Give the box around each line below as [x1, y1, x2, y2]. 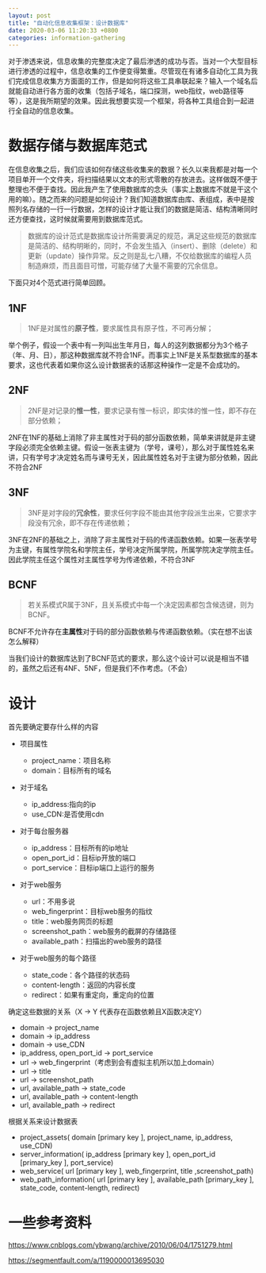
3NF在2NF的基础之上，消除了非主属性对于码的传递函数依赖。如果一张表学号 [8, 534, 257, 544]
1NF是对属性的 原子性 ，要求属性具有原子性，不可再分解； [27, 323, 214, 333]
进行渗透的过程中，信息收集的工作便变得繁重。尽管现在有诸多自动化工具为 [8, 67, 251, 76]
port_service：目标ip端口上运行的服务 [31, 863, 155, 873]
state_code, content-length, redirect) [19, 1183, 140, 1193]
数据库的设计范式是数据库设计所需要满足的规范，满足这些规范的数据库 [27, 231, 257, 241]
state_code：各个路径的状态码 [31, 970, 131, 980]
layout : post [8, 11, 51, 20]
